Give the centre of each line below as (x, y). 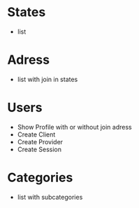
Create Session (39, 149)
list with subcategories (50, 197)
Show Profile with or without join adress (74, 127)
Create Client (36, 134)
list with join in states (47, 79)
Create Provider (40, 141)
